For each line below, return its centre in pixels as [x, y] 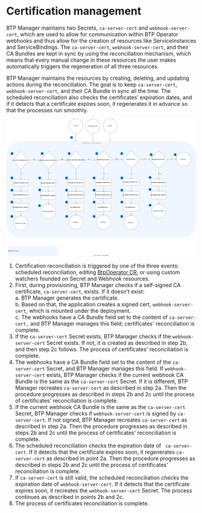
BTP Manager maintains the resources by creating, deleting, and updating [98, 78]
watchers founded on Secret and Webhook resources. [82, 279]
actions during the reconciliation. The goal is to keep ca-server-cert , [92, 84]
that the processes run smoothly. [47, 110]
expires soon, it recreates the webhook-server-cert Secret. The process [103, 491]
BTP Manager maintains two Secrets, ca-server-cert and [77, 28]
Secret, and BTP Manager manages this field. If [105, 369]
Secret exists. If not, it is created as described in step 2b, [117, 343]
